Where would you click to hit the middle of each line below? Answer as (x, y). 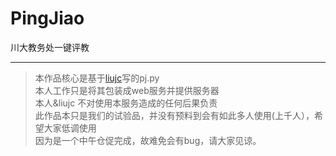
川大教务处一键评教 (50, 47)
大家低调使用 (70, 128)
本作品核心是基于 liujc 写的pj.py (97, 78)
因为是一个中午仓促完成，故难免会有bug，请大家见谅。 (148, 140)
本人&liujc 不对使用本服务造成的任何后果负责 (126, 103)
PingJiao (47, 18)
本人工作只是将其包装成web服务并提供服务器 (127, 90)
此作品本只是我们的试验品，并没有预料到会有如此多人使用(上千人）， (174, 115)
